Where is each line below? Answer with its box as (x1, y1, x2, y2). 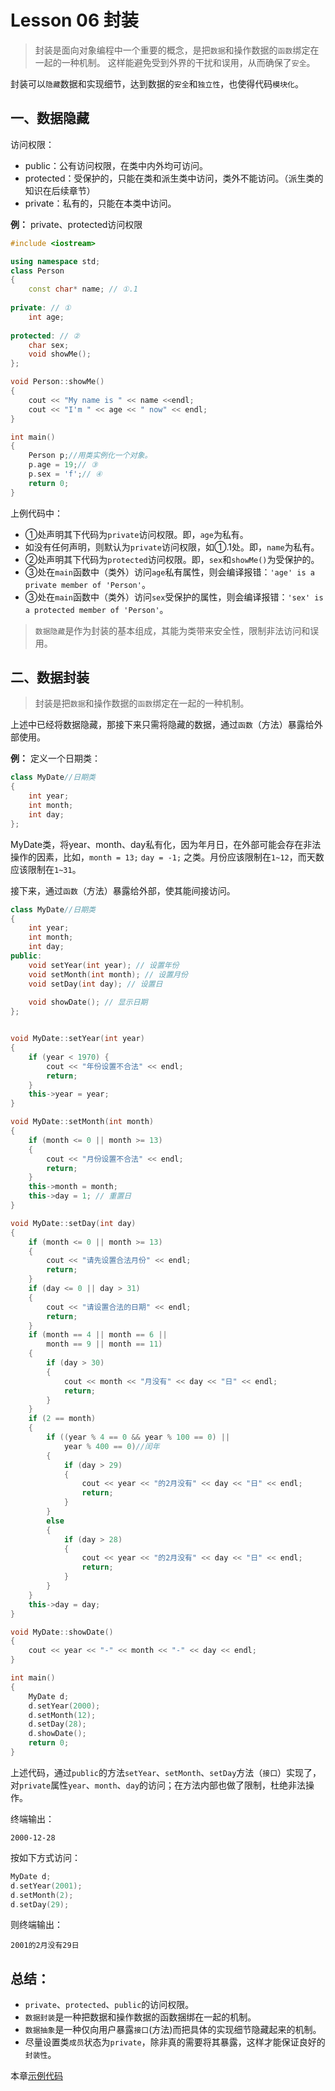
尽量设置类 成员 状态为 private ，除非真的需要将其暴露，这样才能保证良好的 (24, 2036, 326, 2048)
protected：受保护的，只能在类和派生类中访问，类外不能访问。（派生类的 (24, 172, 324, 184)
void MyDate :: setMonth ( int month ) (10, 1117, 155, 1127)
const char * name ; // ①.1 (28, 284, 139, 295)
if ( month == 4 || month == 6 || (28, 1330, 168, 1340)
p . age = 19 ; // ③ (28, 460, 98, 470)
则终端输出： (10, 1919, 63, 1931)
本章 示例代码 (10, 2070, 63, 2082)
